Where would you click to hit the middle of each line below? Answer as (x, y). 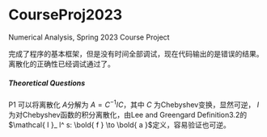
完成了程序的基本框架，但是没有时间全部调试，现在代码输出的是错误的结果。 (136, 53)
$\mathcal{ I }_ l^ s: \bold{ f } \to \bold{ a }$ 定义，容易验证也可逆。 (119, 125)
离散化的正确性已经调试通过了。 (61, 64)
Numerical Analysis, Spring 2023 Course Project (89, 37)
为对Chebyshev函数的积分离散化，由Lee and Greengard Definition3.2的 (128, 114)
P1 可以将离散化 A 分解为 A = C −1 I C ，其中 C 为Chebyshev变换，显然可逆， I (134, 104)
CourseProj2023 (66, 15)
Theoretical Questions (47, 83)
